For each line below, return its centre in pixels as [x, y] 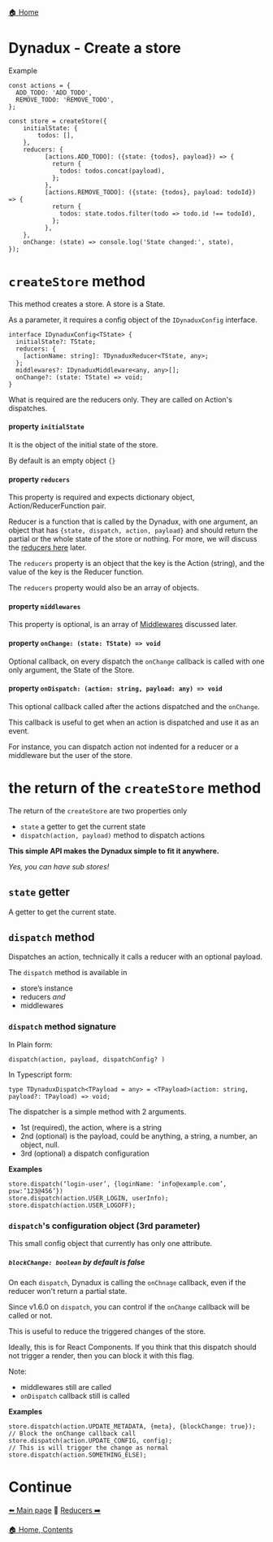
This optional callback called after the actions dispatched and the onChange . [134, 706]
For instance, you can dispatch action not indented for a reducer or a [123, 747]
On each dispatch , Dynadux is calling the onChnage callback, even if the [127, 1283]
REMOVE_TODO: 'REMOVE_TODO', [65, 100]
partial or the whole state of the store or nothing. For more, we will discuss [133, 539]
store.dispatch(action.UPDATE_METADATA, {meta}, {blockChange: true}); [132, 1427]
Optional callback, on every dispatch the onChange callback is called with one [137, 661]
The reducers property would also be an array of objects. [104, 588]
